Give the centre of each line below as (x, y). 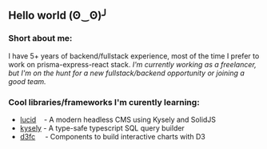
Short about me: (40, 38)
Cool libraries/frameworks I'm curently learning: (104, 102)
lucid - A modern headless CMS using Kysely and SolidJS (118, 119)
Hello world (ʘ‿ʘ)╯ (58, 16)
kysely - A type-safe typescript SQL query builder (102, 128)
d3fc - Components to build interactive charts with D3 (112, 136)
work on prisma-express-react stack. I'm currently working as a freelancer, (133, 64)
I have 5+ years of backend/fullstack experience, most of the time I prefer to (134, 56)
